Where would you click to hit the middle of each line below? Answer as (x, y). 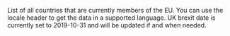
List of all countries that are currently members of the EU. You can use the (115, 10)
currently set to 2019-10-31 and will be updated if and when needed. (107, 25)
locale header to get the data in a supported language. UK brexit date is (111, 18)
